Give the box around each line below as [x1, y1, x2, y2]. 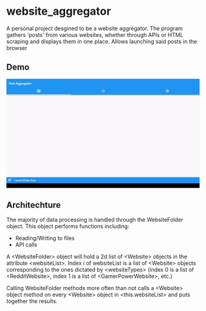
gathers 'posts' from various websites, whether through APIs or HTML [6, 31, 184, 38]
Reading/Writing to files [15, 235, 75, 242]
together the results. [6, 297, 58, 305]
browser [6, 44, 28, 52]
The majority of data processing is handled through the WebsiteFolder [6, 216, 184, 224]
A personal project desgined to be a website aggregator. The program [6, 25, 183, 32]
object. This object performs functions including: [6, 222, 130, 230]
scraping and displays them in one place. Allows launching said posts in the [6, 37, 197, 45]
